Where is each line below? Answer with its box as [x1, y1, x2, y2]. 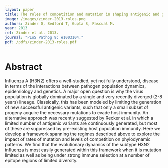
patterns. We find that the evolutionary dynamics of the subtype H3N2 [5, 141, 150, 147]
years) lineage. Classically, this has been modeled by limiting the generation [5, 99, 161, 105]
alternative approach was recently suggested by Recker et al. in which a [5, 115, 154, 121]
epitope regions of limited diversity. [5, 157, 78, 163]
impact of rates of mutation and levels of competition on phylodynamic [5, 136, 151, 142]
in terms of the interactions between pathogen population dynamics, [5, 83, 146, 89]
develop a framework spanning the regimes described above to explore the [5, 131, 160, 137]
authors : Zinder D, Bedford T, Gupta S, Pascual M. [5, 21, 115, 26]
